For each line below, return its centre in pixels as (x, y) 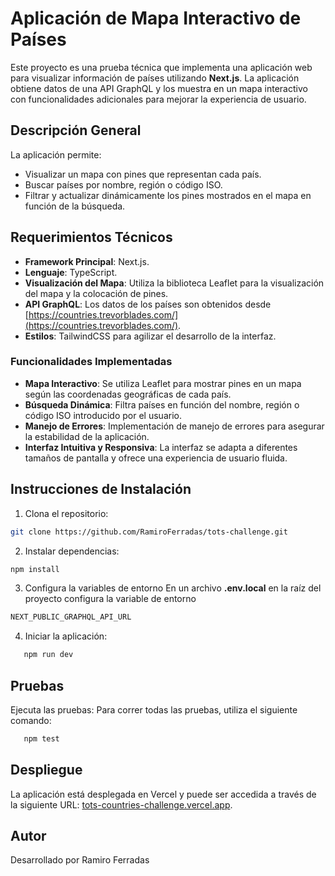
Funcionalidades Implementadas (91, 362)
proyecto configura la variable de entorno (110, 599)
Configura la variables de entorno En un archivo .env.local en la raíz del (173, 588)
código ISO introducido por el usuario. (103, 415)
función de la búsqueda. (75, 206)
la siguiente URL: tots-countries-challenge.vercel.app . (121, 804)
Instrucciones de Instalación (101, 489)
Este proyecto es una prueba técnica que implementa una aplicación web (161, 67)
